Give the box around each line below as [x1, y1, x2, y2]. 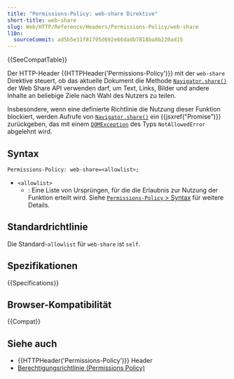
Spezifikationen [7, 260, 78, 272]
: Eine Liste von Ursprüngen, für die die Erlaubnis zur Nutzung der [27, 186, 219, 194]
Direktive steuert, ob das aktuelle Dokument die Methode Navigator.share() [7, 76, 227, 85]
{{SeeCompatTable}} [7, 55, 68, 64]
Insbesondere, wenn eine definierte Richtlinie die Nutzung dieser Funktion [7, 105, 221, 113]
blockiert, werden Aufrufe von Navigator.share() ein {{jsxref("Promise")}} [7, 113, 221, 121]
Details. [27, 200, 50, 209]
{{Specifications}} [7, 278, 60, 287]
